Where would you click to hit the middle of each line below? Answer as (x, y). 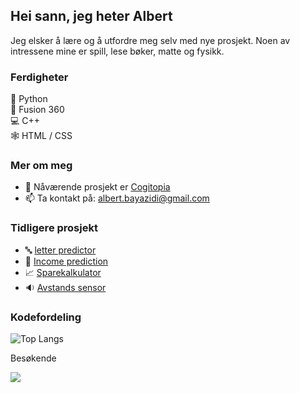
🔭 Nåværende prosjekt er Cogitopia (97, 187)
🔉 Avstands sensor (65, 287)
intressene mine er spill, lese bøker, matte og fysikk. (117, 51)
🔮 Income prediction (66, 261)
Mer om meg (41, 166)
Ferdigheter (39, 77)
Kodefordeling (46, 317)
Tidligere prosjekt (54, 228)
